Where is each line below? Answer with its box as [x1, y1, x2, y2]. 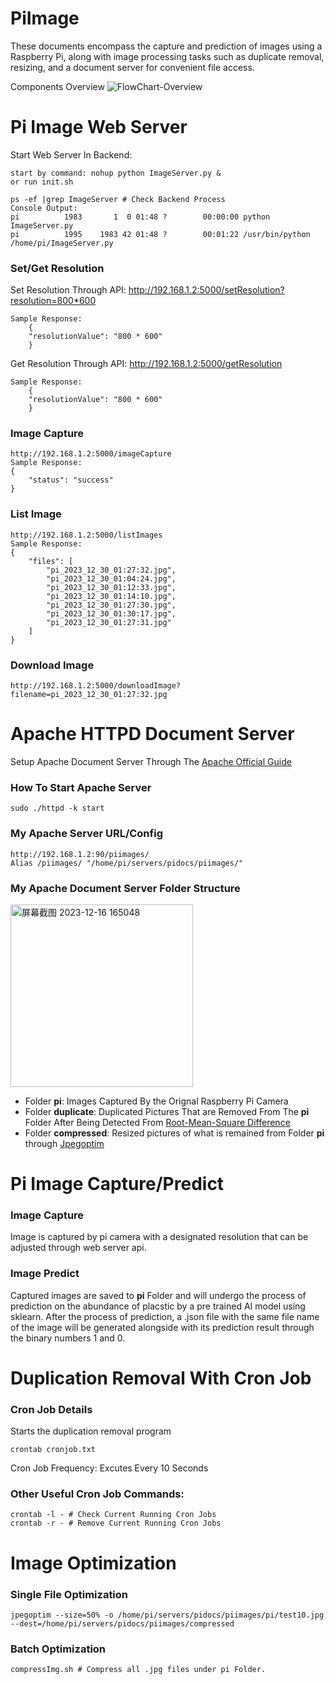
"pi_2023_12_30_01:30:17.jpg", [46, 608, 177, 619]
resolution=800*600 [10, 295, 97, 307]
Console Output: [10, 203, 78, 213]
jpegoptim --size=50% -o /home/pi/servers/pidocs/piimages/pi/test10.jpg [10, 1610, 325, 1620]
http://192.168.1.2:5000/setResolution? [128, 284, 285, 296]
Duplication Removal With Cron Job [10, 1367, 312, 1389]
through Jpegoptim [24, 1137, 105, 1149]
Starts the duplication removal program [10, 1425, 172, 1437]
